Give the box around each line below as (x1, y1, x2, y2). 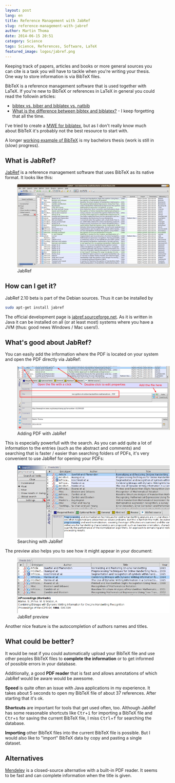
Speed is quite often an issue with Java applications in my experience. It (5, 685, 150, 691)
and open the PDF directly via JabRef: (5, 356, 81, 362)
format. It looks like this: (5, 175, 53, 181)
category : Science (5, 39, 42, 44)
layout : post (5, 8, 32, 13)
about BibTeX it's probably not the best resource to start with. (5, 127, 129, 134)
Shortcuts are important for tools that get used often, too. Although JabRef (5, 704, 156, 710)
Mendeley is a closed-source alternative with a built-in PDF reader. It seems (5, 767, 157, 773)
